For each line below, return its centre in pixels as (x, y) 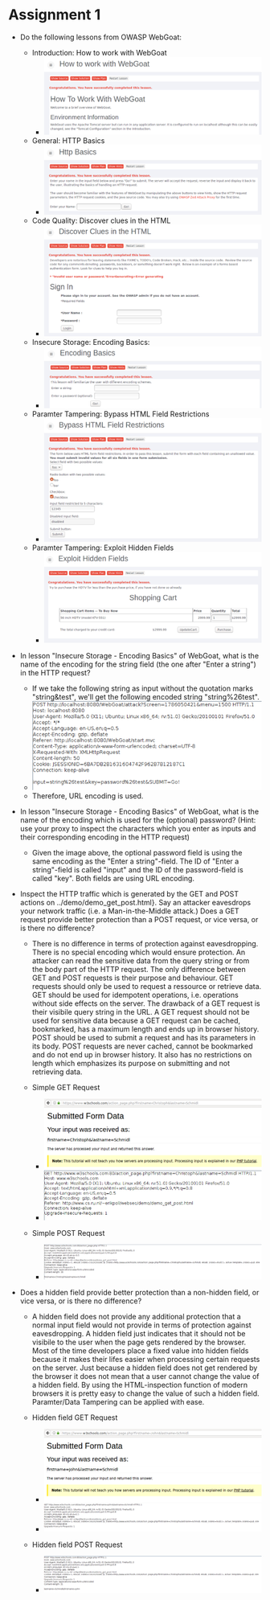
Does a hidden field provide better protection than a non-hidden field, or (139, 1293)
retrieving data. (57, 1072)
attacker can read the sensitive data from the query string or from (141, 961)
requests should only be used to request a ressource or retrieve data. (147, 987)
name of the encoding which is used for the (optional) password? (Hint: (138, 820)
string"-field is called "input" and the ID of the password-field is (137, 870)
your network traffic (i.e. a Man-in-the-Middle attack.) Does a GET (129, 911)
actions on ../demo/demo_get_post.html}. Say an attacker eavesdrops (135, 903)
